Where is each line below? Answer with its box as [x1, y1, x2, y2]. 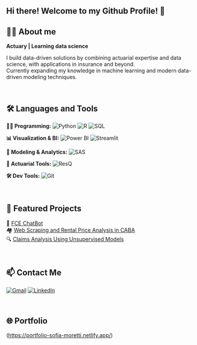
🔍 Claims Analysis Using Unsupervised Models [6, 235, 124, 242]
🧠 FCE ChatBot [6, 220, 43, 227]
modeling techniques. [23, 74, 77, 81]
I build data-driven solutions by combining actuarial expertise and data [6, 54, 182, 62]
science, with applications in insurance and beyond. [6, 61, 136, 68]
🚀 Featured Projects [6, 203, 82, 214]
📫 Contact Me [6, 268, 62, 278]
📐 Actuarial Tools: [6, 160, 52, 168]
